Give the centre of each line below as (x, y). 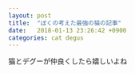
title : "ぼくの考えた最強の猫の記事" (65, 23)
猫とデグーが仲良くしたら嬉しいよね (68, 61)
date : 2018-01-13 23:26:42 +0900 (67, 30)
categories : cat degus (46, 38)
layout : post (30, 15)
